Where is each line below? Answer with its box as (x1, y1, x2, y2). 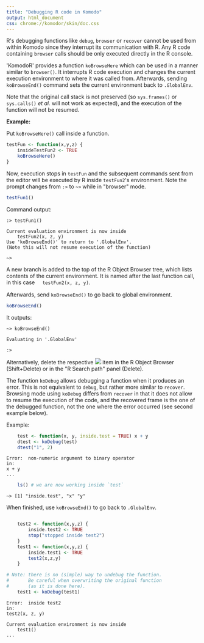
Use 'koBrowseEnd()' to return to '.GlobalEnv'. (6, 239, 132, 245)
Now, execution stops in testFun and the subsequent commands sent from (6, 169, 194, 177)
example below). (6, 409, 48, 416)
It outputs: (6, 314, 32, 321)
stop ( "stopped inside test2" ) (28, 532, 105, 538)
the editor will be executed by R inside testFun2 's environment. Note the (6, 176, 188, 183)
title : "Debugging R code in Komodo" (6, 9, 102, 15)
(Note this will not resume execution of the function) (6, 244, 151, 251)
